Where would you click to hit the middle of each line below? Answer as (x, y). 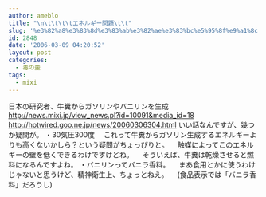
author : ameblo (33, 16)
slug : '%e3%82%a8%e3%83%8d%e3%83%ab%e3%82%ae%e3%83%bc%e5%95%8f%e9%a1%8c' (135, 30)
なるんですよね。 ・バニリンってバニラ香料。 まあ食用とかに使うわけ (139, 164)
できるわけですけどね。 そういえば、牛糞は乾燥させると (152, 154)
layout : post (30, 53)
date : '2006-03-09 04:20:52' (57, 45)
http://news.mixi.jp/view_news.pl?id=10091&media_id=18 (102, 115)
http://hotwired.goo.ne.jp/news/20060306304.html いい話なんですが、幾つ (131, 124)
